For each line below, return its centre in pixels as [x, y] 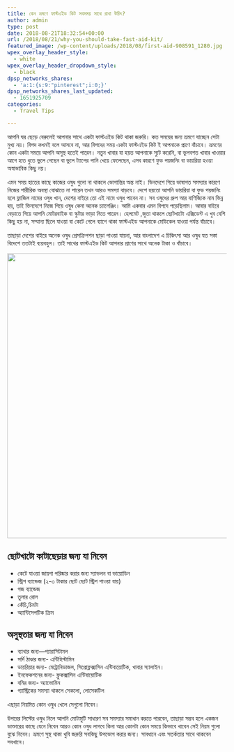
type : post [23, 26]
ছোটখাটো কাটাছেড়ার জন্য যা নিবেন [57, 557]
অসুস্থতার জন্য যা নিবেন [40, 635]
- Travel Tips [34, 111]
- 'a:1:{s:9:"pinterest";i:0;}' [61, 85]
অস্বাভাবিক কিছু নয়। [27, 168]
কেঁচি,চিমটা [28, 604]
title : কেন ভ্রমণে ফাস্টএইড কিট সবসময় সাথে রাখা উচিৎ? [66, 14]
